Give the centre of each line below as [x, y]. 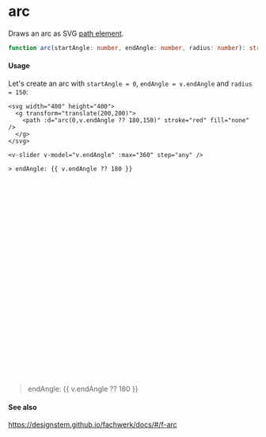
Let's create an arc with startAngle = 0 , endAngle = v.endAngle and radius [130, 84]
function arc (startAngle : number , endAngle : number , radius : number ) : [127, 48]
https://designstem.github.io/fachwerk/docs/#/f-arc [93, 425]
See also [23, 407]
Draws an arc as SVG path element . [66, 33]
